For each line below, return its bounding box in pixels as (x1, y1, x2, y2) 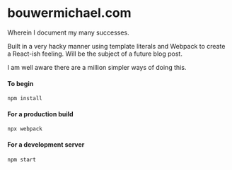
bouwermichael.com (7, 5, 132, 21)
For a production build (7, 109, 74, 118)
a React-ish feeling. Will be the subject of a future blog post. (7, 49, 182, 58)
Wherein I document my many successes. (7, 28, 129, 37)
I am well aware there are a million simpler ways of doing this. (7, 63, 187, 71)
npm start (7, 156, 37, 163)
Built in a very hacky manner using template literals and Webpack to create (7, 42, 226, 50)
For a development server (7, 140, 85, 149)
